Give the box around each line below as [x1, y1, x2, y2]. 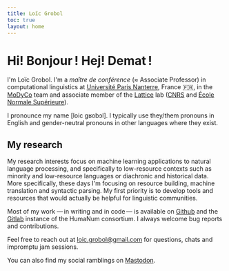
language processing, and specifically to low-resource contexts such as [7, 165, 212, 173]
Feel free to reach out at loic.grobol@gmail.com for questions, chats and [7, 236, 213, 244]
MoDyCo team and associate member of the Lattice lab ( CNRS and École [7, 91, 215, 99]
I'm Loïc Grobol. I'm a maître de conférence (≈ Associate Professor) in [7, 75, 206, 84]
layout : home [7, 23, 45, 30]
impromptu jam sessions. [7, 243, 79, 251]
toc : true [7, 17, 36, 24]
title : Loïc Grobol [7, 10, 63, 17]
